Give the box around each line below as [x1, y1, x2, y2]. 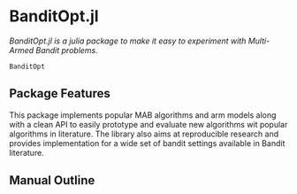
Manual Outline [9, 173, 95, 188]
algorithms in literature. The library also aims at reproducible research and [9, 128, 279, 139]
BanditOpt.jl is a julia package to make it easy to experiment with [9, 35, 247, 46]
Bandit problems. [34, 44, 99, 55]
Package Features [9, 86, 110, 101]
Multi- [247, 35, 270, 46]
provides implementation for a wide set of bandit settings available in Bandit [9, 137, 286, 148]
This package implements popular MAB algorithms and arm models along [9, 109, 277, 120]
